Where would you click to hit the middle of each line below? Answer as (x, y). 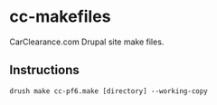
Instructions (44, 70)
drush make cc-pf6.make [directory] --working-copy (108, 91)
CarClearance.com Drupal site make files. (87, 42)
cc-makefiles (60, 17)
